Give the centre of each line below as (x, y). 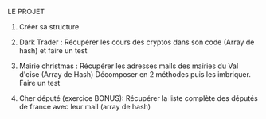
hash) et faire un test (53, 50)
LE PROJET (26, 12)
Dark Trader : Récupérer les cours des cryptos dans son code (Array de (137, 42)
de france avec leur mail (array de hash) (85, 107)
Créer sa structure (49, 27)
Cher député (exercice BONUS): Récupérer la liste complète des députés (138, 98)
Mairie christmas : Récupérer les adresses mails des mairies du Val (129, 66)
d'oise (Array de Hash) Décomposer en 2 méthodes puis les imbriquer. (135, 74)
